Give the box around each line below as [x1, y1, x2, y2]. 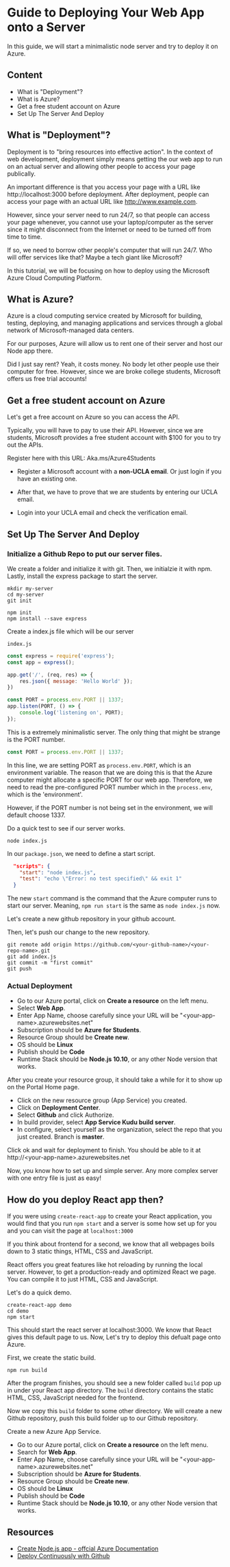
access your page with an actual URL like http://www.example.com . [7, 197, 198, 205]
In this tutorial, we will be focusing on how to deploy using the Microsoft [7, 266, 210, 275]
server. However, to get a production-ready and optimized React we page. [7, 1268, 216, 1276]
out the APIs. [7, 441, 43, 449]
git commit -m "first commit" [7, 960, 94, 966]
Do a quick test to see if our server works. [7, 824, 125, 832]
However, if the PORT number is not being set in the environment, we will [7, 803, 214, 811]
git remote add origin [7, 942, 72, 949]
